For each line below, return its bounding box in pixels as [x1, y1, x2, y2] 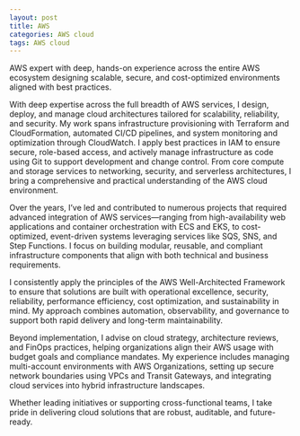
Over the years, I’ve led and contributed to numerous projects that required [9, 203, 287, 214]
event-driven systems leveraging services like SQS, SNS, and [49, 231, 278, 242]
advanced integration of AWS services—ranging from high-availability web [9, 212, 286, 222]
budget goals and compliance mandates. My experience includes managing [9, 352, 290, 362]
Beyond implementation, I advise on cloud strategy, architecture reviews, [9, 333, 279, 344]
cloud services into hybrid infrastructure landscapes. [9, 380, 205, 391]
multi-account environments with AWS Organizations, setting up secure [9, 361, 274, 372]
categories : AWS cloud [9, 30, 94, 39]
